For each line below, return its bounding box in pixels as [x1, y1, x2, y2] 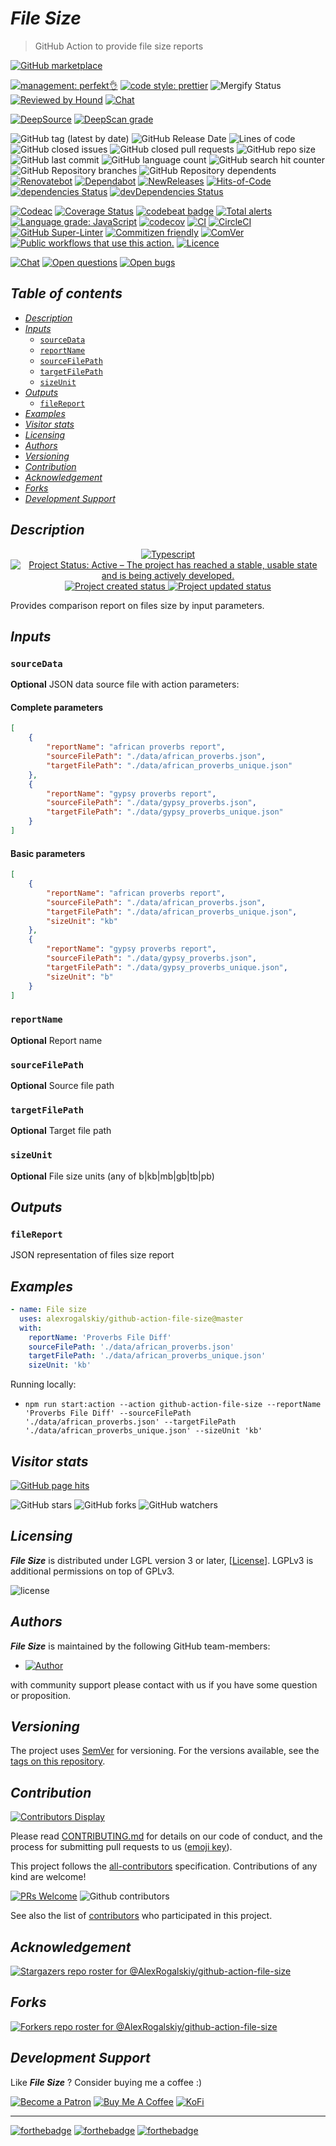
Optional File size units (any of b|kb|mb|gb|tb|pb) [10, 1170, 215, 1182]
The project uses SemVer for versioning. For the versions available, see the [10, 1745, 320, 1757]
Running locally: [10, 1378, 77, 1391]
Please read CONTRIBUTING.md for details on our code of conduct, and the [10, 1830, 323, 1842]
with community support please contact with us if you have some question [10, 1678, 318, 1691]
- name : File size [10, 1305, 87, 1315]
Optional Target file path [10, 1125, 112, 1137]
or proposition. [10, 1689, 72, 1701]
